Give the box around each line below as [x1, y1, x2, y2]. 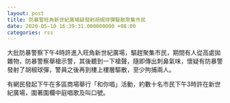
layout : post [7, 10, 44, 17]
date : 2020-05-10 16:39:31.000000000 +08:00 [7, 23, 136, 29]
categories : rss [7, 29, 53, 36]
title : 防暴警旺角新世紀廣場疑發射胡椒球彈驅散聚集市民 [7, 16, 146, 23]
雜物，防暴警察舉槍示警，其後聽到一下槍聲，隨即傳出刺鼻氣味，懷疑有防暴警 [7, 57, 223, 65]
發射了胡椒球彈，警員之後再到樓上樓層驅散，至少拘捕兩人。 [7, 65, 175, 74]
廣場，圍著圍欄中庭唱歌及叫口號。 [12, 89, 110, 97]
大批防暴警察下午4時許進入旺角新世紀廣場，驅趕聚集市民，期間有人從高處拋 [7, 48, 221, 57]
